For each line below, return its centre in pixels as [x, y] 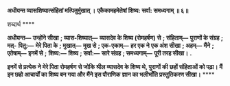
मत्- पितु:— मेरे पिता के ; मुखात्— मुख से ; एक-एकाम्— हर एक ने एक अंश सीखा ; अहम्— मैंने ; [111, 45]
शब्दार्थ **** [21, 24]
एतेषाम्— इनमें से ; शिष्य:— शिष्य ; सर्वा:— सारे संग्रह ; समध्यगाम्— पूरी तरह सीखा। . [100, 53]
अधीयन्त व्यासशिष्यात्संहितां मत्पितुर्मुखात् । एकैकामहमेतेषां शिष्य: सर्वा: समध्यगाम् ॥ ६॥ [98, 11]
